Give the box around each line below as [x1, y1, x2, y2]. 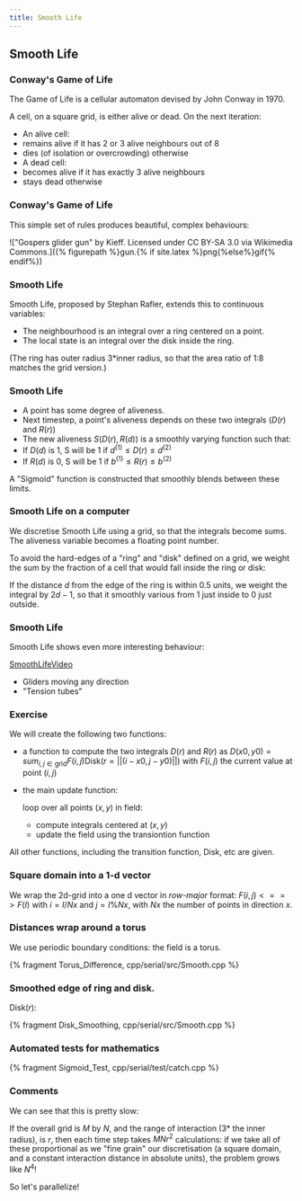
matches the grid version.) [9, 361, 107, 373]
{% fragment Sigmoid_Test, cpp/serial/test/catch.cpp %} [9, 1063, 219, 1073]
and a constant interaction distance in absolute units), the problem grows [9, 1152, 280, 1164]
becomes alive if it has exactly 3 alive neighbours [22, 167, 205, 178]
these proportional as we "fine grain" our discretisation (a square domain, [9, 1143, 281, 1154]
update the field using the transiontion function [35, 829, 210, 841]
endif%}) [9, 255, 43, 266]
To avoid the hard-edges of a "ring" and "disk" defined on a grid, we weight [9, 552, 290, 563]
